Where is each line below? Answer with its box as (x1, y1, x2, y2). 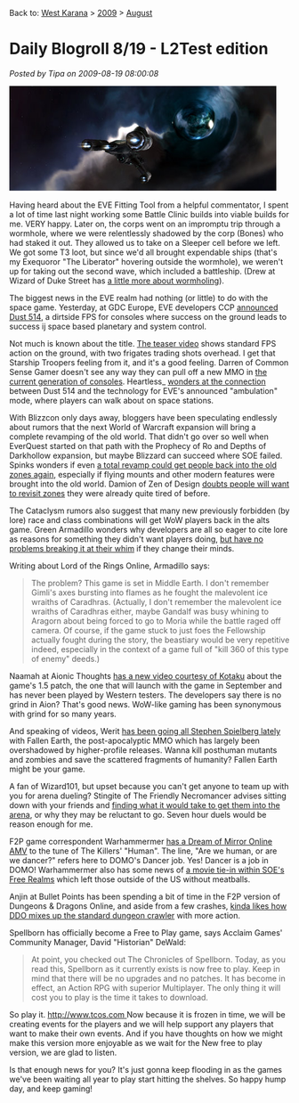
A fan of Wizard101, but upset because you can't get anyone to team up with (9, 780, 289, 791)
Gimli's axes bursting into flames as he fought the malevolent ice (30, 587, 269, 598)
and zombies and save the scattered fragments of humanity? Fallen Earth (9, 754, 278, 764)
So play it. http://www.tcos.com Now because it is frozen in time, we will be (9, 1009, 287, 1019)
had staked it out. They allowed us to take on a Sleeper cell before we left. (9, 237, 280, 248)
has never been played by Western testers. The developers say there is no (9, 690, 282, 700)
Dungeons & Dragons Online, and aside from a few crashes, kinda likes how (9, 900, 287, 911)
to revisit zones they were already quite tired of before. (9, 487, 211, 498)
